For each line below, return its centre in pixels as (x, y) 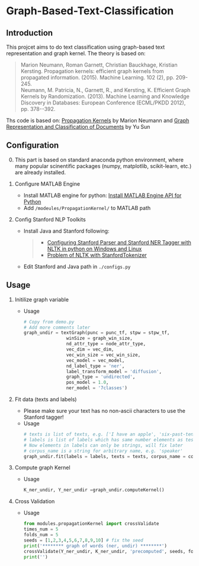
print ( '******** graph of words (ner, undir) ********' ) (95, 546)
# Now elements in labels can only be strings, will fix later (103, 445)
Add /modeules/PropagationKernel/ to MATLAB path (87, 208)
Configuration (33, 146)
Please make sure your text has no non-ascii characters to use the (104, 411)
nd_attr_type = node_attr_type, (106, 344)
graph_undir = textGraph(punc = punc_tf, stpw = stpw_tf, (97, 333)
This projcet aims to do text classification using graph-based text (86, 47)
